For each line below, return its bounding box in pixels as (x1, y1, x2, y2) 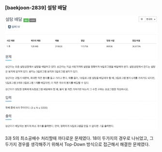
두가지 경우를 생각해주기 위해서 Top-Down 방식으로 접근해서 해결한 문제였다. (5, 141, 150, 147)
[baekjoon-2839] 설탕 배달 (5, 4, 67, 11)
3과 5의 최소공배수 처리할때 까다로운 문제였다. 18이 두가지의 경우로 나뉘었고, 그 (5, 135, 154, 141)
